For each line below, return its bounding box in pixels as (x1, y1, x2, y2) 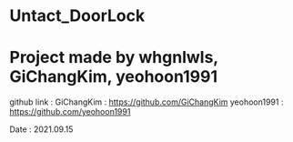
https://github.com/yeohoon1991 (9, 106, 131, 117)
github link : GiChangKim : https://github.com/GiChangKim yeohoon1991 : (9, 96, 284, 107)
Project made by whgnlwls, (9, 47, 218, 68)
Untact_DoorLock (9, 5, 146, 26)
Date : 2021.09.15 (9, 124, 74, 135)
